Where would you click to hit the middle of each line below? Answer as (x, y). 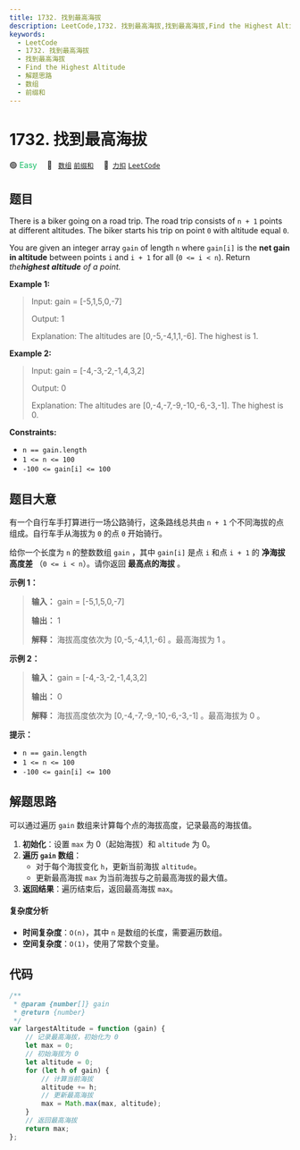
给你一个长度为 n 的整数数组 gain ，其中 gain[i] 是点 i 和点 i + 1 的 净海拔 (147, 553)
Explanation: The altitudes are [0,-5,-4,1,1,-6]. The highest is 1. (145, 336)
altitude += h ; (70, 1087)
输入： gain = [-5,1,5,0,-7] (78, 602)
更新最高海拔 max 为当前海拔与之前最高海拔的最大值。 (133, 877)
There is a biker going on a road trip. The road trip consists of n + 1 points (146, 221)
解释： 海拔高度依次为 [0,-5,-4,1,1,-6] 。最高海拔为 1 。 (130, 639)
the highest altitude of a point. (65, 267)
